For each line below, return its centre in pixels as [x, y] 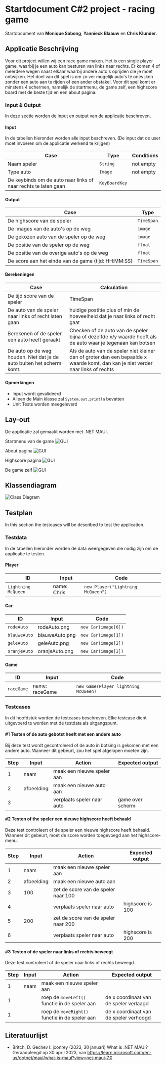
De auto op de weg [30, 351]
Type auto [19, 172]
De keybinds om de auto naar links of [51, 180]
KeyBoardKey [113, 183]
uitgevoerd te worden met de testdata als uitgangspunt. [62, 723]
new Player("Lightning [111, 587]
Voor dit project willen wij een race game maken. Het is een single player [79, 61]
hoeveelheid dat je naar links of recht [112, 316]
